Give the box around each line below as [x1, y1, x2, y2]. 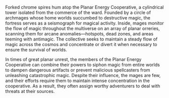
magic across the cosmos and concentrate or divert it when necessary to [5, 41, 157, 47]
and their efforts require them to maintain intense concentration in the [5, 77, 150, 83]
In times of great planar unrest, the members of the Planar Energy [5, 56, 142, 62]
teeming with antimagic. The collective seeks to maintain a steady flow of [5, 36, 158, 42]
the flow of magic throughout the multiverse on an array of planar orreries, [5, 25, 160, 31]
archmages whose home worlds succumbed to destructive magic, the [5, 15, 150, 20]
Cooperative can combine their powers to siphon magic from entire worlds [5, 62, 160, 67]
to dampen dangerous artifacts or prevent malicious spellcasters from [5, 67, 150, 73]
